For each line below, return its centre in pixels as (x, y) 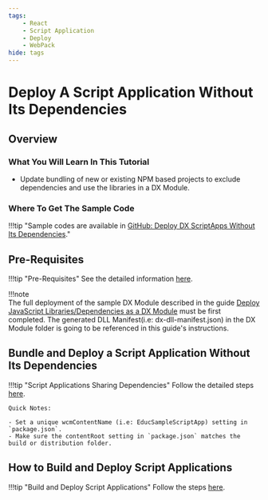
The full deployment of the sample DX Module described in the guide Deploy (134, 302)
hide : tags (26, 53)
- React (35, 23)
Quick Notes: (30, 408)
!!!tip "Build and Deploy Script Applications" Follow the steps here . (117, 487)
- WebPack (39, 46)
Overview (33, 139)
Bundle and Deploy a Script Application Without (129, 353)
